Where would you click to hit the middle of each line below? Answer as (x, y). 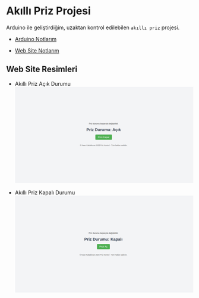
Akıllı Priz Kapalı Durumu (45, 193)
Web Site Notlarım (37, 50)
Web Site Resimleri (42, 69)
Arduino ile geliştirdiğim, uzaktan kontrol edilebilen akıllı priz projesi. (93, 27)
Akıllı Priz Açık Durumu (43, 83)
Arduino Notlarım (36, 39)
